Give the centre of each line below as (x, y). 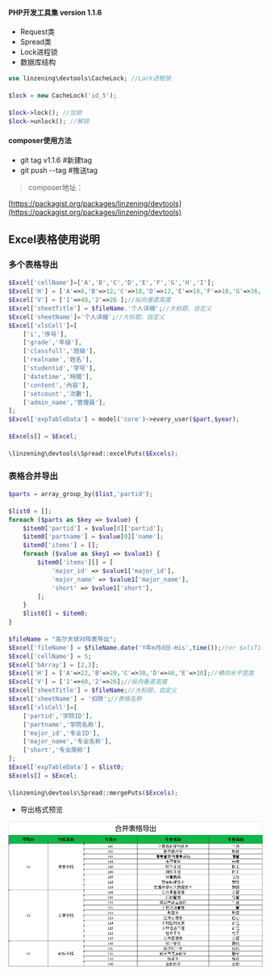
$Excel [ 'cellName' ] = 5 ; (50, 656)
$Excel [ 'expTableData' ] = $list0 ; (67, 767)
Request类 (37, 32)
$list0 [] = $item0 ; (56, 614)
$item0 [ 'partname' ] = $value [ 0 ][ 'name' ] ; (93, 537)
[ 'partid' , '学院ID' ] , (58, 716)
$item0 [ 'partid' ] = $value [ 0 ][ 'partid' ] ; (93, 528)
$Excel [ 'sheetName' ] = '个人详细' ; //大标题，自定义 (87, 317)
